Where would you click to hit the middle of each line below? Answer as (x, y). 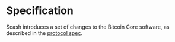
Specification (40, 11)
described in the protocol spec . (44, 33)
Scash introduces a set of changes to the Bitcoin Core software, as (88, 27)
